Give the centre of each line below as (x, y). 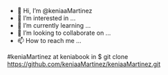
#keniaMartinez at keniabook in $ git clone (68, 57)
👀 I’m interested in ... (46, 18)
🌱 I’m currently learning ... (54, 25)
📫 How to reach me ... (49, 41)
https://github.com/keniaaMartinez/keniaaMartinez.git (84, 64)
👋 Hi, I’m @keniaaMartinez (55, 11)
